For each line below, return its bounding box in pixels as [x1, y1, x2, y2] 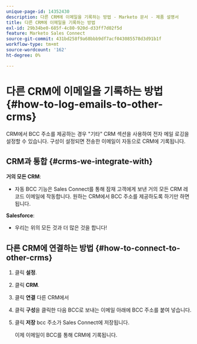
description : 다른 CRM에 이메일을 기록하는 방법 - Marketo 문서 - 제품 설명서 [6, 14, 179, 20]
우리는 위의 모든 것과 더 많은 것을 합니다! [14, 224, 108, 231]
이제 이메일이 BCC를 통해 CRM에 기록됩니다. [14, 332, 118, 339]
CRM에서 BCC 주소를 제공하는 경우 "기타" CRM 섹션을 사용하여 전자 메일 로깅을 [6, 130, 189, 137]
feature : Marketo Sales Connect [6, 31, 85, 36]
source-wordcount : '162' [6, 47, 67, 53]
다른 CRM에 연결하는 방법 [6, 243, 94, 253]
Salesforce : [6, 212, 35, 219]
